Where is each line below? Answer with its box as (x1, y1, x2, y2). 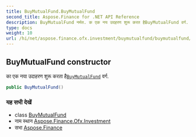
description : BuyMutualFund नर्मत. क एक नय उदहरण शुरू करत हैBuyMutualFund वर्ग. (6, 19, 188, 25)
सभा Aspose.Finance (14, 124, 63, 131)
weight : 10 (6, 30, 33, 36)
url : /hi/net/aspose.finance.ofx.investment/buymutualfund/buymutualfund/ (6, 36, 192, 41)
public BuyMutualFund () (6, 84, 64, 90)
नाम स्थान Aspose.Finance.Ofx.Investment (14, 117, 111, 124)
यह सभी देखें (6, 98, 32, 106)
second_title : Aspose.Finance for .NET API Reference (6, 14, 140, 20)
